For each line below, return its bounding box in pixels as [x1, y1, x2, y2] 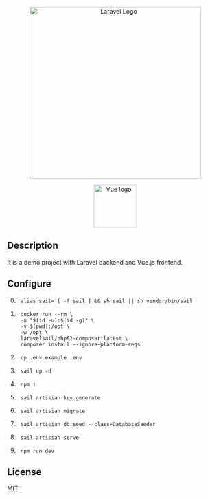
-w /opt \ [20, 329, 49, 336]
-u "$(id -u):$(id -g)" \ [20, 317, 95, 324]
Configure [7, 278, 51, 290]
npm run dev [20, 447, 55, 454]
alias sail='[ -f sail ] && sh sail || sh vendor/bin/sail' [20, 298, 196, 304]
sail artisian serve [20, 434, 79, 441]
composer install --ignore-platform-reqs [20, 341, 141, 348]
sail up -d [20, 368, 51, 375]
